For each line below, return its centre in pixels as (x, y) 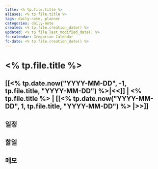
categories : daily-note (29, 23)
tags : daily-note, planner (33, 19)
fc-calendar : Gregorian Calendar (39, 37)
